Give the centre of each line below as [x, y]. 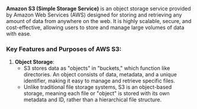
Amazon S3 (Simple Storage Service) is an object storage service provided [98, 9]
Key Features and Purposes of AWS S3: [64, 49]
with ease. [19, 34]
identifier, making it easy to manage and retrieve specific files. [99, 81]
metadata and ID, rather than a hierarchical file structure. [93, 100]
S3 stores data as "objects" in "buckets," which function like [97, 68]
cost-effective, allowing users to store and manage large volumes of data [95, 27]
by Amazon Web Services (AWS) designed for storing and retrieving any [94, 15]
